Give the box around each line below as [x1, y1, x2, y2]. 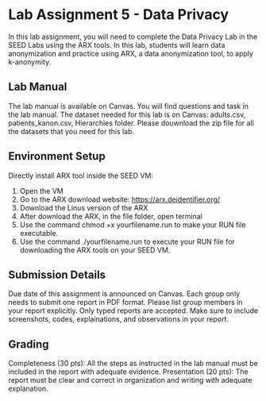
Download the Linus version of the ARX [19, 202, 148, 212]
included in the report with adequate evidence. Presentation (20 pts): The [8, 367, 249, 376]
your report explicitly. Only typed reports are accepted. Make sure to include [8, 306, 259, 315]
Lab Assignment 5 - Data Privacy [8, 6, 229, 24]
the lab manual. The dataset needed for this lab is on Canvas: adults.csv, [8, 110, 246, 119]
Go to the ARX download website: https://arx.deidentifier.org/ [19, 195, 221, 204]
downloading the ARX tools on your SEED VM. [19, 245, 171, 255]
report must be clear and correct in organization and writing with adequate [8, 376, 253, 385]
